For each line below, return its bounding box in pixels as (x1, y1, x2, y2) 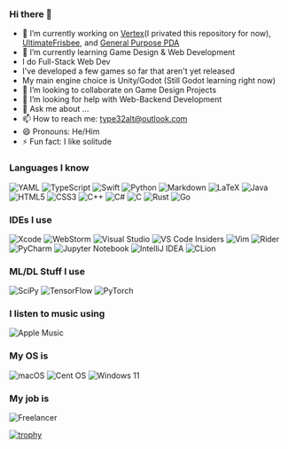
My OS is (9, 350, 49, 362)
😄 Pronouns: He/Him (21, 126, 100, 137)
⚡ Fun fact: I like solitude (21, 137, 113, 147)
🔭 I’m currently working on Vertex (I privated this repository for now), (21, 28, 272, 39)
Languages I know (9, 161, 90, 174)
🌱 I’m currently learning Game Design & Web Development (21, 47, 236, 58)
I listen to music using (9, 308, 105, 320)
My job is (9, 392, 50, 405)
